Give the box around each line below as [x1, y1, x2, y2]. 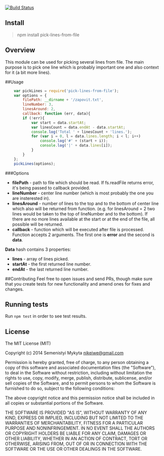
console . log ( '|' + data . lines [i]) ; [40, 143, 112, 148]
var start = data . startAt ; [31, 120, 86, 125]
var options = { [14, 93, 47, 98]
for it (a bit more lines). [5, 69, 51, 75]
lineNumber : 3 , [22, 102, 54, 107]
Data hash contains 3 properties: [5, 246, 71, 252]
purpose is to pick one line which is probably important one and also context [5, 64, 159, 70]
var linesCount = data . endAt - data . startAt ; [31, 125, 125, 130]
